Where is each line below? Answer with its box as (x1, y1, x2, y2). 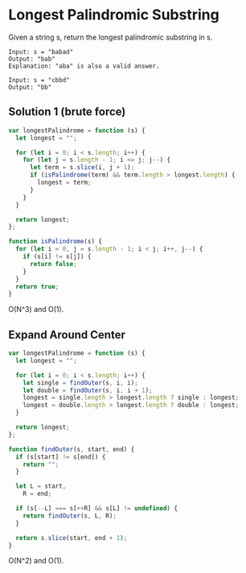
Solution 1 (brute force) (8, 105, 126, 118)
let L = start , (15, 482, 67, 491)
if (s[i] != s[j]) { (23, 252, 92, 260)
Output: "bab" (8, 55, 56, 63)
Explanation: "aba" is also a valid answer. (8, 62, 160, 70)
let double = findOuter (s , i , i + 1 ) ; (23, 386, 153, 394)
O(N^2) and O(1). (8, 556, 64, 566)
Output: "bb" (8, 83, 52, 91)
